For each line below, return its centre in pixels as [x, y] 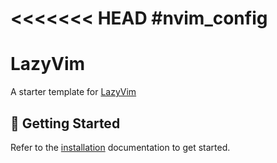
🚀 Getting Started [65, 123]
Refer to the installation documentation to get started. [120, 147]
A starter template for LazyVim [73, 92]
